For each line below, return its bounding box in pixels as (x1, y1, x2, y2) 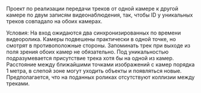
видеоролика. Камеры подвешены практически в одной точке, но (6, 36, 176, 42)
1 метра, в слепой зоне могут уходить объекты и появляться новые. (6, 67, 182, 74)
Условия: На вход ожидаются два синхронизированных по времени (6, 29, 181, 36)
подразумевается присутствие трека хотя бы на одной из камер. (6, 55, 174, 61)
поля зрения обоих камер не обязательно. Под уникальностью (6, 48, 169, 55)
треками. (6, 80, 30, 87)
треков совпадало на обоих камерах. (6, 18, 103, 24)
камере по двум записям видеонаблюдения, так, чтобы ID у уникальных (6, 11, 193, 18)
